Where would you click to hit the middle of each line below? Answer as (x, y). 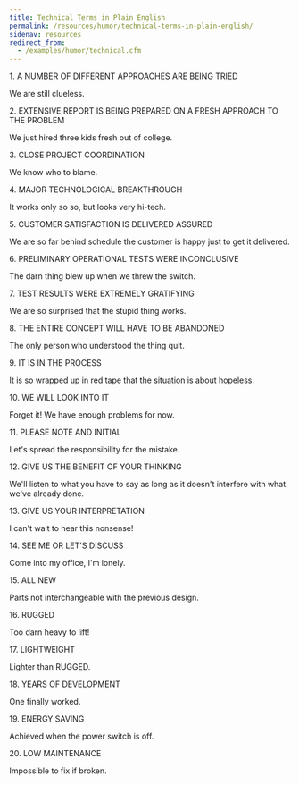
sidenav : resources (46, 34)
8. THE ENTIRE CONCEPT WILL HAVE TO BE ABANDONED (117, 328)
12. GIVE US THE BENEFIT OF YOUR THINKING (96, 467)
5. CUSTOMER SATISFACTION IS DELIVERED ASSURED (111, 224)
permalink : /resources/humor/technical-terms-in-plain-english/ (131, 26)
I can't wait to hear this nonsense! (71, 528)
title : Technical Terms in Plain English (87, 17)
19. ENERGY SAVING (47, 719)
